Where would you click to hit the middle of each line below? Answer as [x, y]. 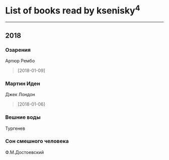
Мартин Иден [23, 84]
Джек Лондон [20, 95]
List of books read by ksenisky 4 [73, 10]
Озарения [18, 50]
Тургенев [15, 128]
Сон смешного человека [37, 141]
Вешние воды [23, 117]
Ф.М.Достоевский [25, 152]
